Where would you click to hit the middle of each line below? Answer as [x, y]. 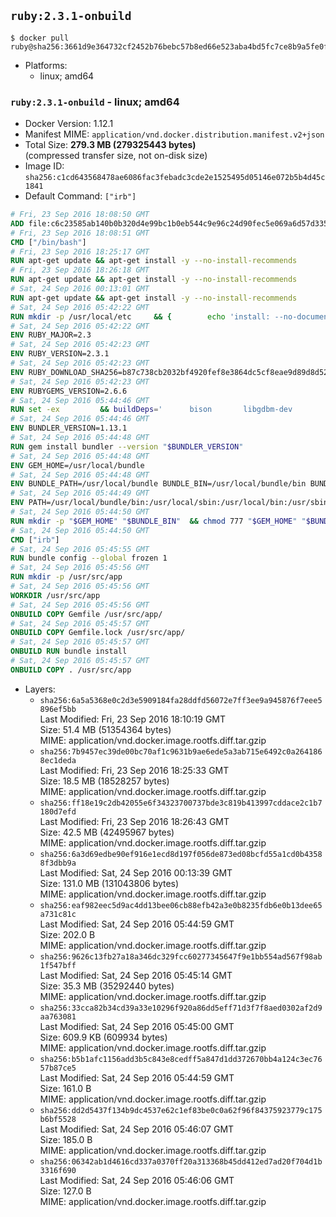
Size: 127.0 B [65, 1191]
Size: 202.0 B [67, 934]
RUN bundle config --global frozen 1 [89, 558]
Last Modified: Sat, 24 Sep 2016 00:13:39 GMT [136, 872]
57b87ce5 [58, 1068]
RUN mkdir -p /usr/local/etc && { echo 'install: [140, 316]
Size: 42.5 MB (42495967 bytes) [107, 832]
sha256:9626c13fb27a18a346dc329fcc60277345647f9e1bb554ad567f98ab [181, 956]
